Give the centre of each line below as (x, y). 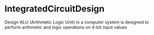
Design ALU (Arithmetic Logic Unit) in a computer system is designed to (77, 22)
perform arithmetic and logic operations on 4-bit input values (66, 27)
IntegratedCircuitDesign (55, 9)
